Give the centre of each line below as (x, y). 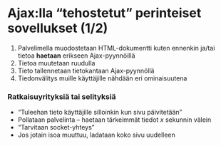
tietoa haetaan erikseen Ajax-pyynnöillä (76, 56)
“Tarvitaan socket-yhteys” (56, 127)
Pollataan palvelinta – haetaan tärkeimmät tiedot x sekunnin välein (114, 120)
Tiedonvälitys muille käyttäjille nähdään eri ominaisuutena (102, 78)
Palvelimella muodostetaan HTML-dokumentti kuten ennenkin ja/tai (116, 48)
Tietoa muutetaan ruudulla (56, 63)
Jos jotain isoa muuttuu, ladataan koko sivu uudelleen (97, 135)
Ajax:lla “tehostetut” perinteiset (104, 13)
